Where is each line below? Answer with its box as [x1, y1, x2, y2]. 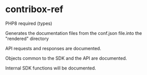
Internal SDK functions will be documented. [5, 65, 97, 71]
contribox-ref [5, 4, 64, 15]
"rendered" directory [5, 35, 49, 42]
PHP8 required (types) [5, 20, 52, 26]
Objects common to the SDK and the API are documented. [5, 55, 127, 61]
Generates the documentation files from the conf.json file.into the [5, 30, 142, 36]
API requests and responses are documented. [5, 45, 102, 51]
